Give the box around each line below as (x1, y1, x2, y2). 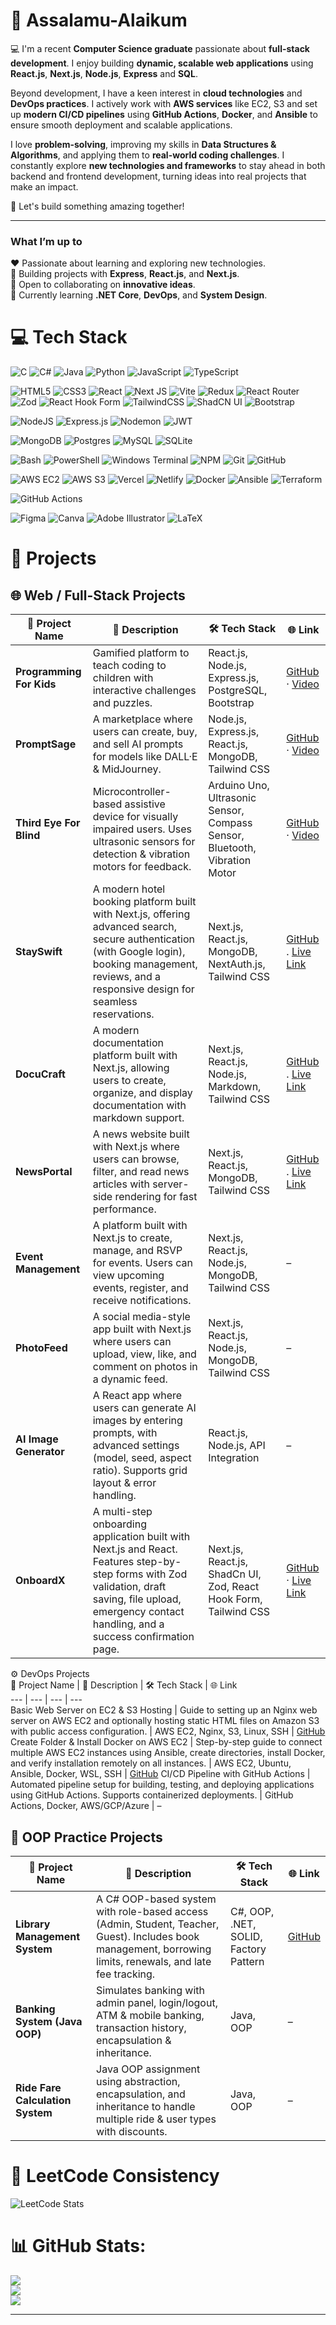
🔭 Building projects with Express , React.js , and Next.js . (10, 268, 240, 280)
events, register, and (92, 1281, 189, 1295)
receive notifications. (92, 1294, 192, 1308)
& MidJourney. (92, 762, 162, 776)
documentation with (92, 1099, 187, 1113)
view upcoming (92, 1269, 165, 1283)
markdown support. (92, 1111, 185, 1125)
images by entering (92, 1414, 183, 1428)
